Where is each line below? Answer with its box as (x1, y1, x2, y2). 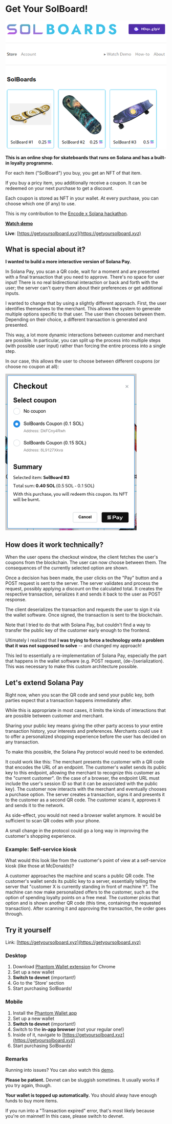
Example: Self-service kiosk (5, 845, 77, 853)
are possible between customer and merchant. (5, 712, 104, 718)
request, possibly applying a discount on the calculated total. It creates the (5, 586, 163, 592)
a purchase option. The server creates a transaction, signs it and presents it (5, 791, 165, 797)
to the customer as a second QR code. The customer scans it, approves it (5, 797, 161, 803)
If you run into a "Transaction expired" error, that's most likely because (5, 1107, 155, 1114)
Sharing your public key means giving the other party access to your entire (5, 723, 163, 729)
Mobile (5, 998, 23, 1005)
